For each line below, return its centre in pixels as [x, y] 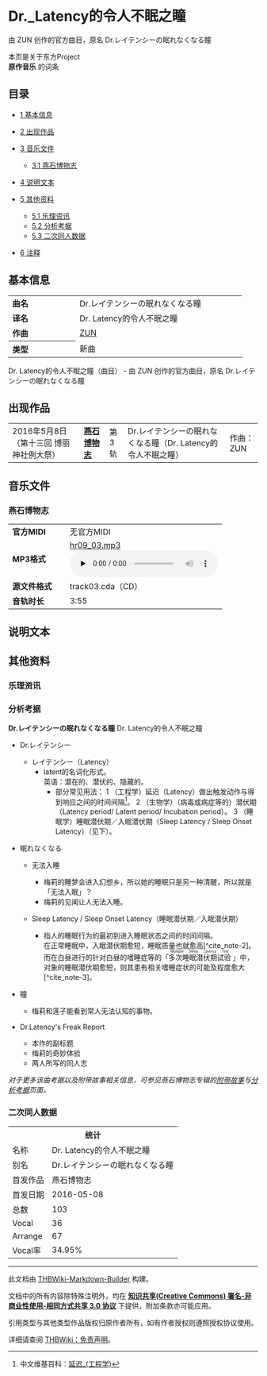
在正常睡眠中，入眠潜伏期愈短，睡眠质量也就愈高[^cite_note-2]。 [149, 946]
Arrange [27, 1235]
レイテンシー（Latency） [72, 761]
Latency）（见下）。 [86, 831]
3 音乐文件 [37, 148]
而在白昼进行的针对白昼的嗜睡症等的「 [106, 958]
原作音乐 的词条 [34, 66]
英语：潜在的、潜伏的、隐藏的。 [95, 781]
